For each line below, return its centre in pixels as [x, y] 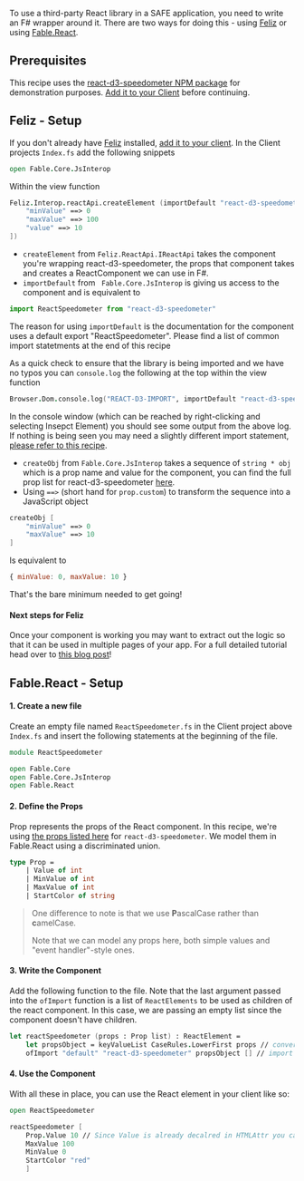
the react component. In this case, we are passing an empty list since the [146, 1011]
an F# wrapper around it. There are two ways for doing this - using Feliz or [148, 23]
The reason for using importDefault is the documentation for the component [152, 326]
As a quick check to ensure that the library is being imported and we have [147, 363]
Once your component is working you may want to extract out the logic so [147, 635]
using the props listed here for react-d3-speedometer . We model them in [143, 836]
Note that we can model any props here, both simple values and [151, 940]
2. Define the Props [46, 806]
